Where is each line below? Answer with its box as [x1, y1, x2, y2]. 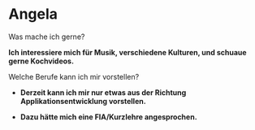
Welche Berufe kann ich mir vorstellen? [8, 71, 140, 81]
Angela [8, 5, 58, 24]
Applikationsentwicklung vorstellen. [19, 96, 146, 106]
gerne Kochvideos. [8, 56, 75, 66]
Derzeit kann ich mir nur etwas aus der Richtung [19, 87, 187, 97]
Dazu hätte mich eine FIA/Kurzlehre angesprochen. [19, 111, 197, 122]
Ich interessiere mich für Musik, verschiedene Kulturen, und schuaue [8, 47, 247, 57]
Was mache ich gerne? [8, 32, 85, 41]
